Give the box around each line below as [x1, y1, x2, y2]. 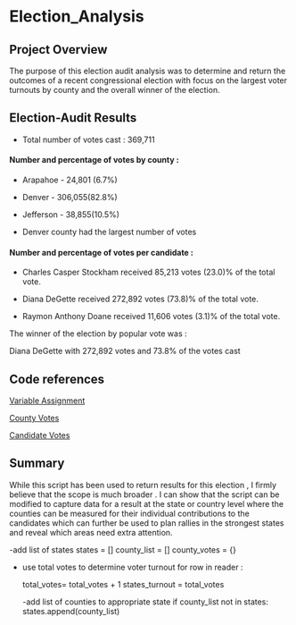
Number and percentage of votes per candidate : [9, 247, 193, 258]
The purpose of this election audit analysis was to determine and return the [9, 65, 286, 76]
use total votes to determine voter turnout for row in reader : [21, 562, 243, 572]
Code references [9, 371, 105, 386]
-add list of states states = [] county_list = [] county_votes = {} [9, 544, 236, 555]
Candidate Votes [9, 430, 70, 441]
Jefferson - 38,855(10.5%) [21, 209, 120, 220]
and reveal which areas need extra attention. [9, 527, 173, 537]
